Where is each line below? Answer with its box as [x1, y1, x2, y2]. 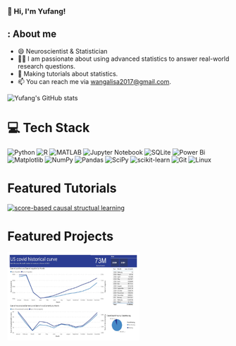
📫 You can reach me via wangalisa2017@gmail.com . [17, 77, 171, 85]
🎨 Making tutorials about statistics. [17, 69, 118, 78]
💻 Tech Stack [7, 119, 90, 136]
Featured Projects [7, 228, 114, 244]
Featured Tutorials [7, 180, 118, 196]
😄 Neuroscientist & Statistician [17, 47, 108, 55]
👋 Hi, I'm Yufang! [7, 6, 66, 16]
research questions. [17, 61, 76, 70]
